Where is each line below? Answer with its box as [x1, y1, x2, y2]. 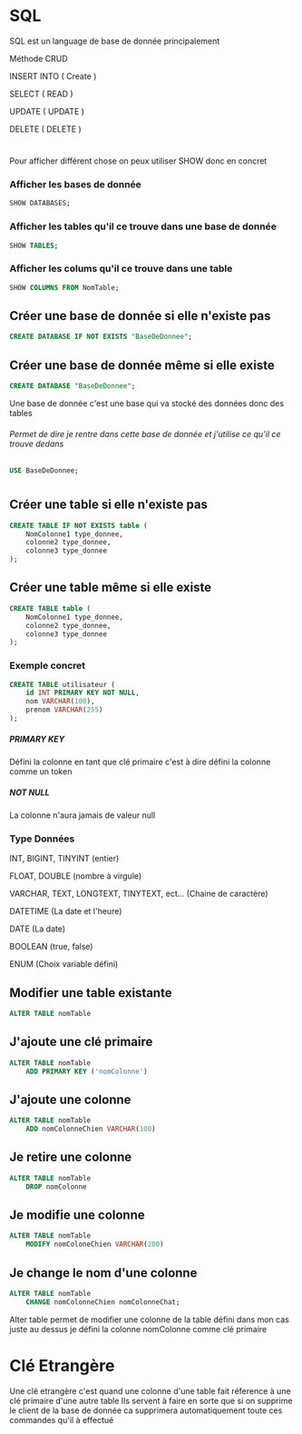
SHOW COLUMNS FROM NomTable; [9, 283, 120, 292]
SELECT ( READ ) [9, 88, 74, 99]
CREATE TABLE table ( [9, 603, 92, 613]
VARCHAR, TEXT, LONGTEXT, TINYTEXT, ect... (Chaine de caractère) [9, 888, 269, 900]
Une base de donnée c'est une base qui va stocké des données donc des [9, 398, 284, 409]
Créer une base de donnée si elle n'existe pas [9, 308, 271, 324]
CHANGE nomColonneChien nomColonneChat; [25, 1297, 180, 1307]
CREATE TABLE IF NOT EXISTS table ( [9, 521, 148, 530]
